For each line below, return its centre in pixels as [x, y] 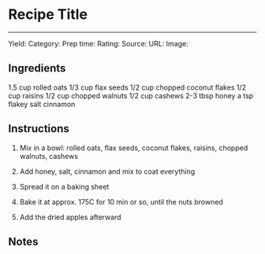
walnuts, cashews [49, 156]
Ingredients [37, 68]
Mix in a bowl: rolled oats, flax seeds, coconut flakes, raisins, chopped [134, 148]
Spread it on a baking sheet [64, 186]
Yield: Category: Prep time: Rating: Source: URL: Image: [99, 43]
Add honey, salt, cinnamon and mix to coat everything [107, 171]
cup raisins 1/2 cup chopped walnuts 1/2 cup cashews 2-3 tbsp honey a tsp [131, 95]
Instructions [39, 129]
